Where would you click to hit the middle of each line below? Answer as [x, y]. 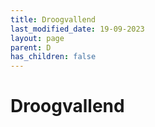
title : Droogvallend [53, 19]
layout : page [37, 38]
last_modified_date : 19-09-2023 [77, 29]
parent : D [31, 47]
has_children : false [53, 57]
